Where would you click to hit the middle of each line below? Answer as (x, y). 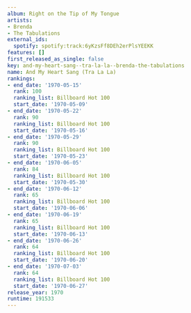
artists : (20, 20)
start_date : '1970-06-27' (51, 286)
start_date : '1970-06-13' (51, 234)
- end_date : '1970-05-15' (44, 85)
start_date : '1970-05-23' (51, 156)
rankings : (22, 78)
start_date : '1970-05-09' (51, 105)
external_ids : (28, 40)
